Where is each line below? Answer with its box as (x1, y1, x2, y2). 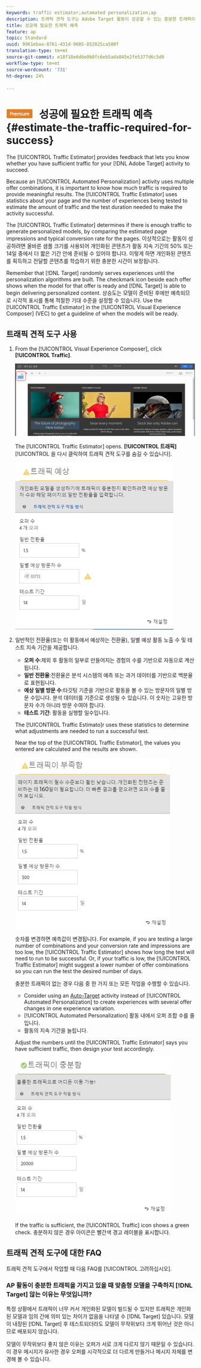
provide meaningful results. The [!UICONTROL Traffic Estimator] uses (6, 191, 178, 198)
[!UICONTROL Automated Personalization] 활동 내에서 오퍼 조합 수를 (23, 1011, 188, 1019)
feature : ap (6, 29, 36, 35)
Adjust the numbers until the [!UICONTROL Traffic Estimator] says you (14, 1038, 188, 1046)
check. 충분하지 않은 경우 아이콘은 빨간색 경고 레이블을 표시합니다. (14, 1228, 170, 1236)
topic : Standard (6, 35, 47, 41)
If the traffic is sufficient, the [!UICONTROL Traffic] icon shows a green (14, 1222, 190, 1229)
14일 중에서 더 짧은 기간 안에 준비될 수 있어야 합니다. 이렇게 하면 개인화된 (6, 250, 176, 258)
